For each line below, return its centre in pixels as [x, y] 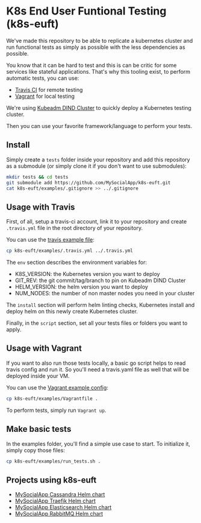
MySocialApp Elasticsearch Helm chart [63, 507]
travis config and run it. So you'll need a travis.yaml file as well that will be [98, 369]
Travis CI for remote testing [49, 89]
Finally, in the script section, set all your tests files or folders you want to [97, 323]
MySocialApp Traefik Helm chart [55, 501]
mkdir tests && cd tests [37, 177]
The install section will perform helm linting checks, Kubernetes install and [100, 305]
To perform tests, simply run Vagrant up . [56, 410]
